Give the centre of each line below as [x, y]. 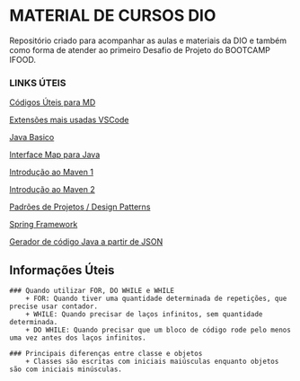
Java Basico [32, 137]
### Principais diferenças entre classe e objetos [106, 354]
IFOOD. [22, 59]
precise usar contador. [54, 306]
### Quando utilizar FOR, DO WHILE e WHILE [92, 291]
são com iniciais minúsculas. [66, 369]
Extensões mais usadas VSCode [69, 120]
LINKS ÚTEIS [38, 83]
